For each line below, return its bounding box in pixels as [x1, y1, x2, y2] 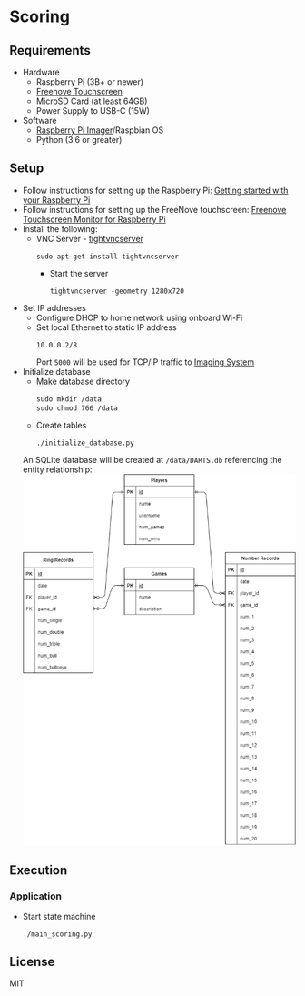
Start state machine [22, 910, 96, 921]
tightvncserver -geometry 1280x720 [49, 287, 184, 296]
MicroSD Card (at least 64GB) [35, 96, 148, 106]
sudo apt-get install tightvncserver [35, 252, 180, 261]
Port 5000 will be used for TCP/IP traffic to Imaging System [35, 357, 255, 367]
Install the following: [22, 223, 98, 234]
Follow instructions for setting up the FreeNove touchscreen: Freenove [22, 204, 287, 215]
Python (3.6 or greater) [35, 135, 123, 145]
